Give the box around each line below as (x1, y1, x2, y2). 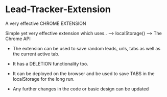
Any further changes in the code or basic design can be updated (12, 85, 149, 92)
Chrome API (5, 36, 31, 42)
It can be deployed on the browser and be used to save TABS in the (12, 70, 155, 77)
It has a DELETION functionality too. (12, 60, 88, 67)
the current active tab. (12, 51, 60, 57)
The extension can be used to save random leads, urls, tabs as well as (12, 45, 161, 51)
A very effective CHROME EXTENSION (5, 20, 86, 26)
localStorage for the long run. (12, 76, 75, 82)
